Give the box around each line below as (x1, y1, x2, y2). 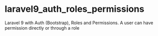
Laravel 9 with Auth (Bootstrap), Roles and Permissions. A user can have (4, 20, 154, 26)
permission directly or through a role (4, 25, 80, 31)
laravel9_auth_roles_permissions (4, 3, 145, 15)
